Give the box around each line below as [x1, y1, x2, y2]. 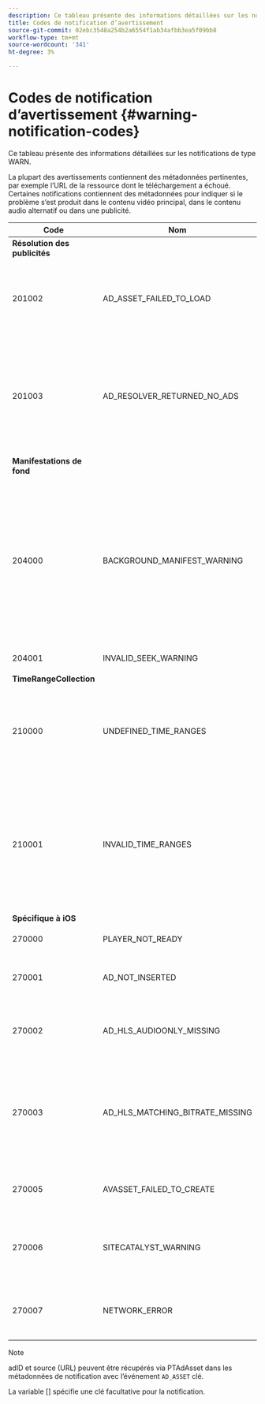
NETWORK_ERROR [102, 1305, 174, 1316]
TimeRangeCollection [12, 673, 95, 684]
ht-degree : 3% [8, 48, 55, 56]
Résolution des [12, 237, 69, 248]
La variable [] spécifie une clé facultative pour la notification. [8, 1387, 205, 1396]
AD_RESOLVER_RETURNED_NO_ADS [102, 390, 239, 401]
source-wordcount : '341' [8, 41, 90, 49]
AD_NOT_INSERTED [102, 971, 177, 982]
